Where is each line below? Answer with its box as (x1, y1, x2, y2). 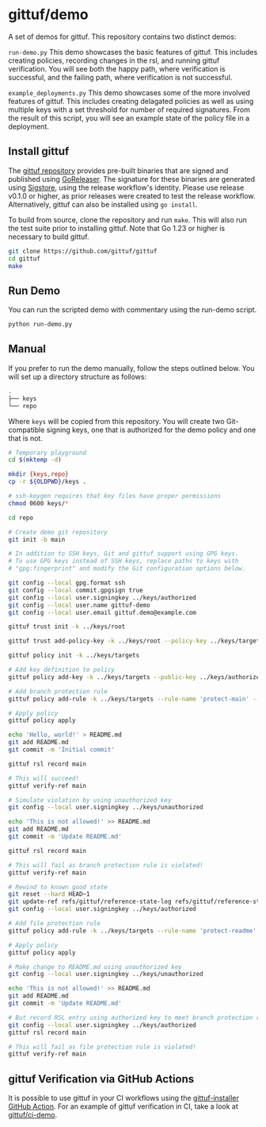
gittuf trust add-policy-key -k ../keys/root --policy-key (8, 637, 207, 645)
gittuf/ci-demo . (8, 1110, 58, 1120)
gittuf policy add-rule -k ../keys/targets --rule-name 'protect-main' (8, 695, 249, 703)
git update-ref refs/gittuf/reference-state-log (8, 897, 172, 906)
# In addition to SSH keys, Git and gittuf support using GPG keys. (8, 550, 239, 558)
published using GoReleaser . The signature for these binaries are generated (8, 174, 256, 183)
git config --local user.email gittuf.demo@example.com (8, 608, 196, 616)
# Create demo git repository (8, 528, 108, 536)
